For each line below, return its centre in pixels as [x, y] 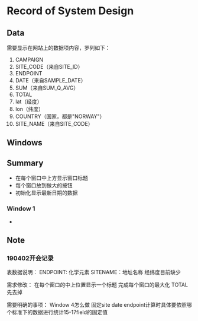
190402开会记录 [30, 258]
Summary [25, 163]
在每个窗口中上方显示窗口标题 [51, 178]
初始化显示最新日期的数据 [46, 193]
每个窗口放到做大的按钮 [44, 186]
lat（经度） [29, 101]
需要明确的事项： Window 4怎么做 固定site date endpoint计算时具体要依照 [97, 305]
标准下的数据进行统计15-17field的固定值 [60, 312]
